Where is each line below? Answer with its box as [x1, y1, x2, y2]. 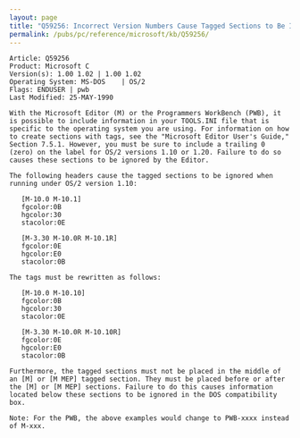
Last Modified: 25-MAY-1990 [9, 93, 114, 103]
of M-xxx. [9, 422, 46, 431]
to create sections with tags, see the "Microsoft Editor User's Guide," [9, 132, 290, 141]
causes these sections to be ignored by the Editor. [9, 156, 210, 165]
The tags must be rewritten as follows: [9, 274, 162, 282]
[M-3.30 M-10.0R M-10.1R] [21, 234, 118, 243]
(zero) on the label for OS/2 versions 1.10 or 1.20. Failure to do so [9, 148, 281, 157]
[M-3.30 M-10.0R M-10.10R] [21, 328, 122, 337]
